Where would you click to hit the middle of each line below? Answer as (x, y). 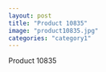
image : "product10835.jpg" (53, 30)
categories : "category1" (50, 38)
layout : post (30, 16)
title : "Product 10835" (48, 23)
